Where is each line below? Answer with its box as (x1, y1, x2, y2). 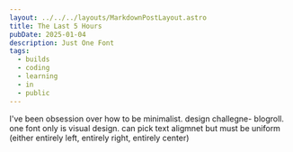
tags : (9, 47, 30, 56)
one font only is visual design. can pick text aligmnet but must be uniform (9, 122, 281, 133)
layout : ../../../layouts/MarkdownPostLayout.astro (9, 13, 207, 22)
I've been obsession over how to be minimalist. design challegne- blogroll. (9, 113, 285, 124)
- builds (17, 55, 50, 64)
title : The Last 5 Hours (9, 22, 102, 31)
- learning (17, 72, 58, 81)
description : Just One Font (9, 38, 115, 48)
